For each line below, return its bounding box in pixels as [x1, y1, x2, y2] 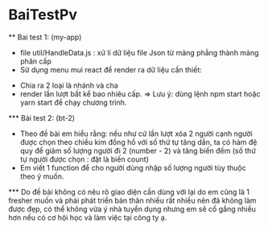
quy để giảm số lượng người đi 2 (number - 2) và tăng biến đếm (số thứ [19, 146, 256, 155]
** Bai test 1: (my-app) [8, 32, 82, 42]
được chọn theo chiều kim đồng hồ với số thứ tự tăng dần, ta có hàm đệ [19, 137, 258, 146]
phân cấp [19, 56, 52, 66]
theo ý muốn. [19, 171, 64, 181]
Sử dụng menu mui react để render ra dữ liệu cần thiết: [19, 64, 203, 74]
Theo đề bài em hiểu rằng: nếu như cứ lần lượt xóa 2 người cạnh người [19, 129, 254, 138]
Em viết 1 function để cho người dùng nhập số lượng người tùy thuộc [19, 162, 247, 172]
